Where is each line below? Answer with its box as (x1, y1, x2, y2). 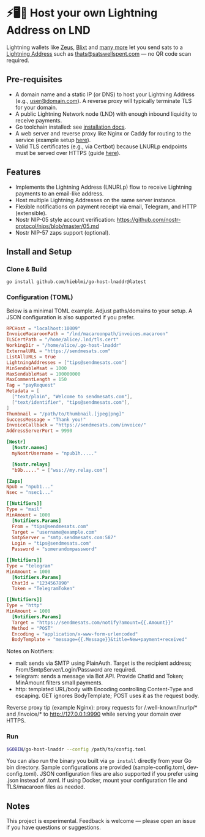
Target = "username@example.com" (12, 529, 97, 535)
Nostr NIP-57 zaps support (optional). (15, 229, 110, 236)
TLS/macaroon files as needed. (6, 783, 86, 790)
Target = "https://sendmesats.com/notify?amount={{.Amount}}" (12, 619, 174, 626)
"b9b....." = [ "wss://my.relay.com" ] (12, 467, 108, 473)
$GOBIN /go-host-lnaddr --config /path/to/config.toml (6, 746, 147, 752)
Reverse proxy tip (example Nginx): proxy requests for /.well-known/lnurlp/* (6, 704, 198, 711)
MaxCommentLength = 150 (6, 376, 67, 383)
